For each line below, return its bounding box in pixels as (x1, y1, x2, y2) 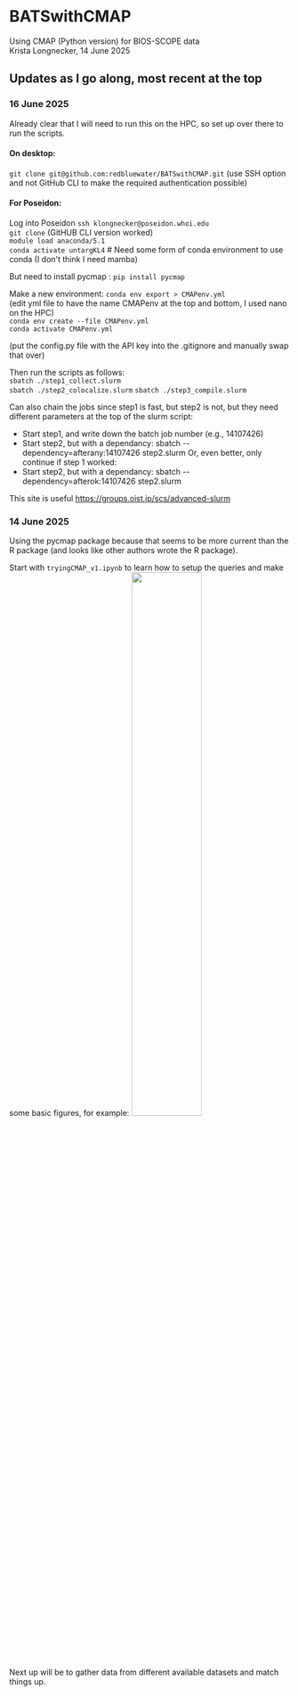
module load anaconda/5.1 (9, 236, 105, 246)
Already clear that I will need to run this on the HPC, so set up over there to (9, 118, 284, 128)
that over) (9, 350, 45, 360)
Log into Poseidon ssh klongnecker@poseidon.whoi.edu (9, 218, 209, 228)
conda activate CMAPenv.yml (9, 325, 114, 334)
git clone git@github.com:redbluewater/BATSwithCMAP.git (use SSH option (9, 168, 286, 178)
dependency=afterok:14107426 (21, 476, 136, 487)
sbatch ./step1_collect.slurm (9, 376, 122, 385)
